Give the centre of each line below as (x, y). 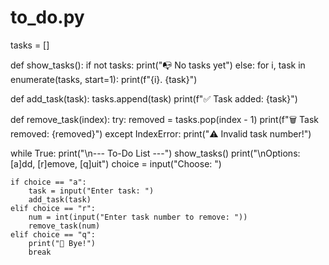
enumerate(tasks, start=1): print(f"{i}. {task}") (104, 79)
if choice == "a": (48, 182)
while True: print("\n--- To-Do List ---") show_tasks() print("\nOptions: (155, 153)
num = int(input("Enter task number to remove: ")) (138, 217)
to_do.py (47, 17)
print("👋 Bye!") (62, 243)
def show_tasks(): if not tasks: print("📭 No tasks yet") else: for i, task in (158, 65)
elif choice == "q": (53, 234)
